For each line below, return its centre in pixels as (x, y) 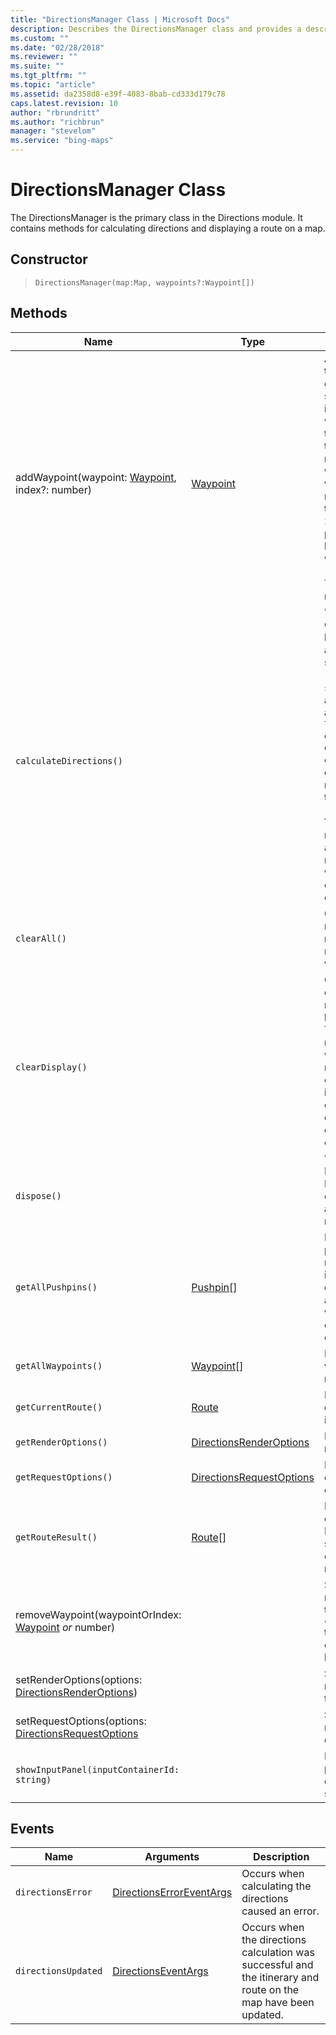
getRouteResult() (56, 1537)
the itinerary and (280, 1978)
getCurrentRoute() (59, 1407)
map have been (278, 2003)
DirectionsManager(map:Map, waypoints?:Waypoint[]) (144, 282)
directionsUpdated (59, 1971)
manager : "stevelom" (53, 131)
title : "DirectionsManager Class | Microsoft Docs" (120, 19)
